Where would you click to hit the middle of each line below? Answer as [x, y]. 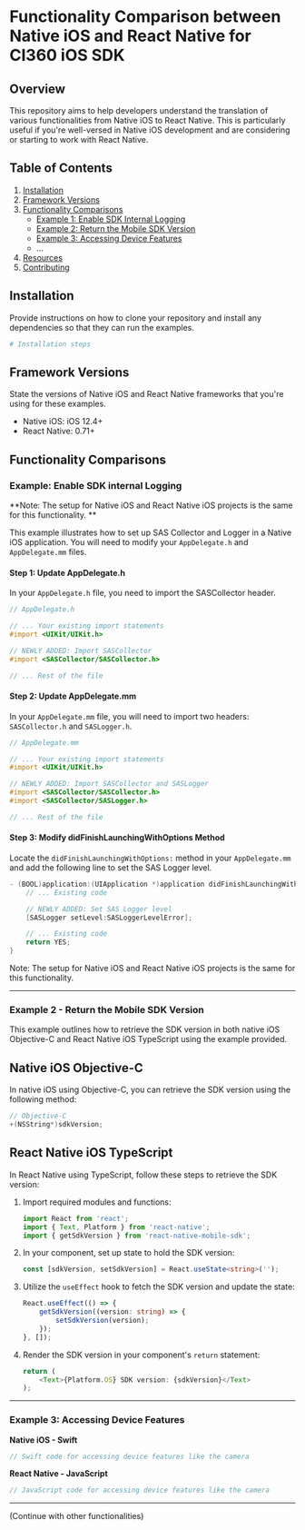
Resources [43, 257]
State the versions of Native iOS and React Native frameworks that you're [147, 394]
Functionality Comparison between [145, 17]
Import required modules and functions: [97, 1202]
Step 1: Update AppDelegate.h [67, 572]
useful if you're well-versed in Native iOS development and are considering [150, 130]
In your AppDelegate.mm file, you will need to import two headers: [129, 716]
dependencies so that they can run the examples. [102, 327]
